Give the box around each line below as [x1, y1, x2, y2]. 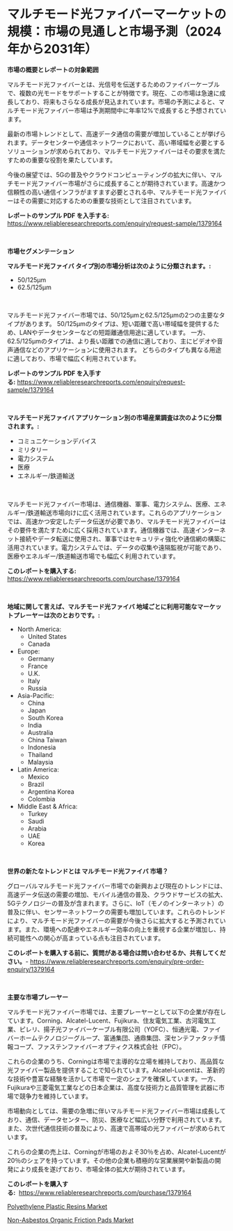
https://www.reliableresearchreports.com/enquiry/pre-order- [30, 957, 204, 965]
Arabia [27, 824, 47, 833]
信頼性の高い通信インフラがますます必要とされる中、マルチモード [7, 188, 196, 196]
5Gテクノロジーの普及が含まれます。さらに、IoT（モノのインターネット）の [7, 899, 225, 907]
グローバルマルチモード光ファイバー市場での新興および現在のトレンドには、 [7, 881, 227, 890]
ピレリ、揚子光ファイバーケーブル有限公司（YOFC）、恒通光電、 [19, 1025, 203, 1033]
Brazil [27, 780, 45, 788]
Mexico [27, 772, 49, 781]
